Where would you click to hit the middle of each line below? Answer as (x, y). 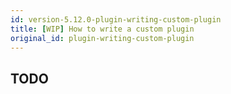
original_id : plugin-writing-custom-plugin (102, 38)
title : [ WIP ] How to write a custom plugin (102, 29)
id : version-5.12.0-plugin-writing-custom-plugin (116, 19)
